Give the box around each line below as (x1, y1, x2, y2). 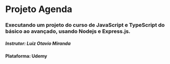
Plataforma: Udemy (5, 53, 47, 59)
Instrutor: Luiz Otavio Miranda (5, 40, 71, 46)
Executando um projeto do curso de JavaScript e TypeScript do (5, 22, 165, 29)
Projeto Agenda (5, 4, 73, 15)
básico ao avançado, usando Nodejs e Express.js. (5, 28, 131, 35)
